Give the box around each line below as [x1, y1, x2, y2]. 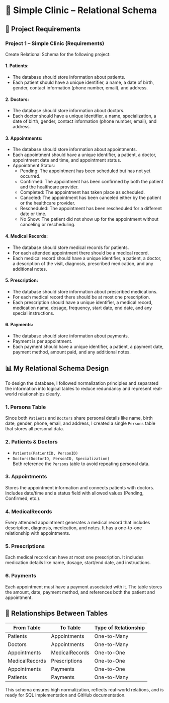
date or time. [20, 211, 47, 217]
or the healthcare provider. [20, 200, 75, 206]
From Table [13, 624, 41, 631]
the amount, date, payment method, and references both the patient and [5, 589, 155, 595]
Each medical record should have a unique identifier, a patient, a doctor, [12, 255, 162, 261]
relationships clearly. [18, 391, 61, 397]
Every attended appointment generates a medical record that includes [5, 520, 150, 526]
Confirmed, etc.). [5, 495, 41, 501]
